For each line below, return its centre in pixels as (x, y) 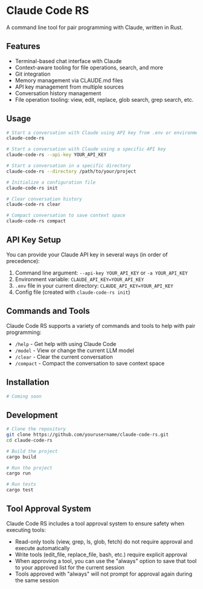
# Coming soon (24, 396)
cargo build (21, 457)
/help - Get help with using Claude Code (66, 344)
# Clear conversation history (44, 199)
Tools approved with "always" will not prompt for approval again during (103, 574)
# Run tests (21, 484)
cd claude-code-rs (29, 440)
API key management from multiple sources (69, 87)
